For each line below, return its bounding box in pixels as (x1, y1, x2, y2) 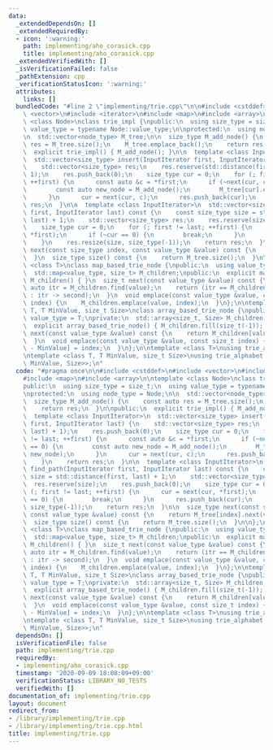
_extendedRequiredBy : (15, 27, 89, 35)
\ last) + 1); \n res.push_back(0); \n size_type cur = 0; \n (23, 427, 249, 436)
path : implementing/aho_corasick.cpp (23, 42, 151, 50)
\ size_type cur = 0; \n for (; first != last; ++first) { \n (23, 223, 253, 232)
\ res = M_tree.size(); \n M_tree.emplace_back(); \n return (23, 140, 249, 149)
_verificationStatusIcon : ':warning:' (15, 80, 148, 88)
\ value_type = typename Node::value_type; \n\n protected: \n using (23, 125, 256, 133)
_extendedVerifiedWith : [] (15, 58, 107, 66)
